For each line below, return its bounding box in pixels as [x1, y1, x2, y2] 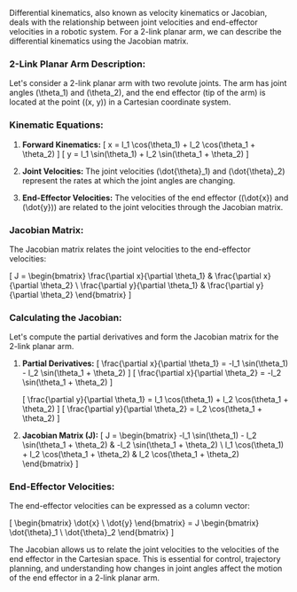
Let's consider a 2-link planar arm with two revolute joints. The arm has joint [9, 78, 287, 89]
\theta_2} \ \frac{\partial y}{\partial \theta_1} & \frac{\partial [40, 279, 254, 291]
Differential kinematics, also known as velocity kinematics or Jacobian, [9, 8, 268, 18]
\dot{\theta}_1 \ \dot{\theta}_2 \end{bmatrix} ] [9, 527, 175, 538]
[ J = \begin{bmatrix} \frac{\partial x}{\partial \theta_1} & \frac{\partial [9, 270, 262, 281]
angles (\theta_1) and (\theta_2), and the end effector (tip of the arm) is [9, 88, 266, 98]
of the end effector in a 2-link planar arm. [9, 573, 160, 583]
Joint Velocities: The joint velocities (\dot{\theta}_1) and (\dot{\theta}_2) [21, 166, 285, 176]
